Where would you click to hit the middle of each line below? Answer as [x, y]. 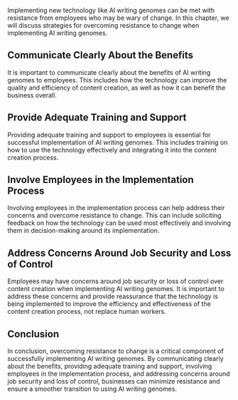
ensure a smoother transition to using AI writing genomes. [92, 389]
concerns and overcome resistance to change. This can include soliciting [114, 216]
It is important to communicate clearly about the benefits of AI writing [109, 72]
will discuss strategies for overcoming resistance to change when [103, 25]
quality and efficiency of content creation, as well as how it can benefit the [117, 88]
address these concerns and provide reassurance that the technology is [113, 296]
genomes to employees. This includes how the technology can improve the [117, 80]
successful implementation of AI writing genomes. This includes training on [118, 142]
